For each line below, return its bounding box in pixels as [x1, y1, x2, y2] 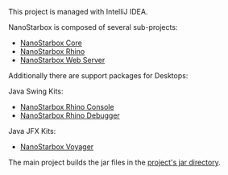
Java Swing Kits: [8, 86, 64, 96]
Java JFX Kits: [8, 127, 56, 135]
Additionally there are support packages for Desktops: [8, 71, 189, 80]
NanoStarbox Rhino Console [19, 102, 114, 111]
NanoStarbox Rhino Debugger [19, 110, 121, 120]
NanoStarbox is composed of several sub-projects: [8, 23, 178, 31]
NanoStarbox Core [19, 38, 82, 48]
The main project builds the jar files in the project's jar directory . [8, 157, 222, 167]
